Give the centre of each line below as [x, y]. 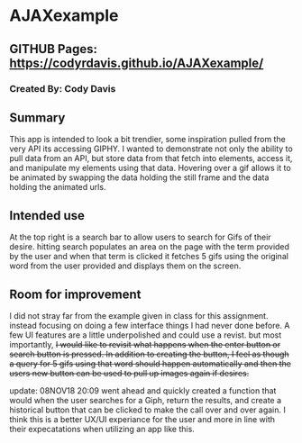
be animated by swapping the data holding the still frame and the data [139, 177]
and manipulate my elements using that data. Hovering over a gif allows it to [150, 168]
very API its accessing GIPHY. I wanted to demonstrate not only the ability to [151, 149]
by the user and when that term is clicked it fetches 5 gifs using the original [149, 257]
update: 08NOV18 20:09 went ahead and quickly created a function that [143, 390]
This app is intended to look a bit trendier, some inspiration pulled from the [147, 140]
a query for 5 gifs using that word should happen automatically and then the [150, 363]
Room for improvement [75, 294]
